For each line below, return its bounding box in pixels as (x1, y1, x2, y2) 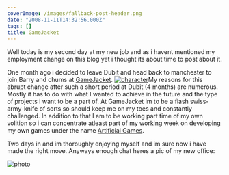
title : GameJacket (7, 29, 59, 36)
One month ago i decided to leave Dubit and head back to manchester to (7, 68, 212, 77)
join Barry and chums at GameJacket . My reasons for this (7, 76, 203, 84)
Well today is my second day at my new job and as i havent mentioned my (7, 48, 215, 56)
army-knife (7, 105, 38, 113)
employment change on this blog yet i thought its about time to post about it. (7, 55, 222, 64)
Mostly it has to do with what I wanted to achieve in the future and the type (7, 90, 218, 98)
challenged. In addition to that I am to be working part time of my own (7, 112, 203, 120)
